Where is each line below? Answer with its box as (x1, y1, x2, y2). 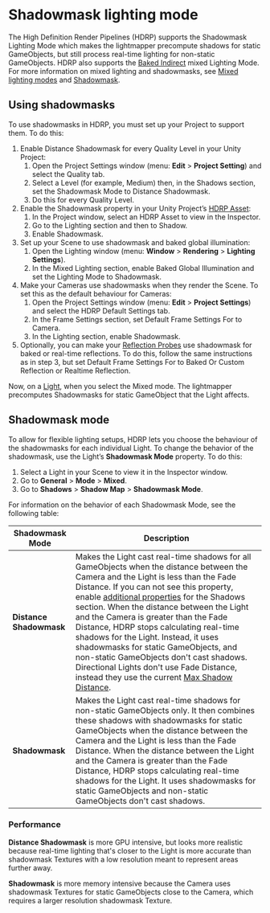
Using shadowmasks (8, 98, 115, 112)
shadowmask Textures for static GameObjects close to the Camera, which (8, 886, 254, 897)
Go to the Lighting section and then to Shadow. (31, 220, 188, 230)
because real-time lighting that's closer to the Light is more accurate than (8, 845, 252, 855)
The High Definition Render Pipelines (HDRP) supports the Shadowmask (8, 32, 247, 42)
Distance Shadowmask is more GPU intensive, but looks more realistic (8, 837, 243, 847)
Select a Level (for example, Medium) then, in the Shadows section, (31, 178, 256, 187)
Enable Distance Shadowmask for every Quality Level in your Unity (19, 143, 241, 154)
